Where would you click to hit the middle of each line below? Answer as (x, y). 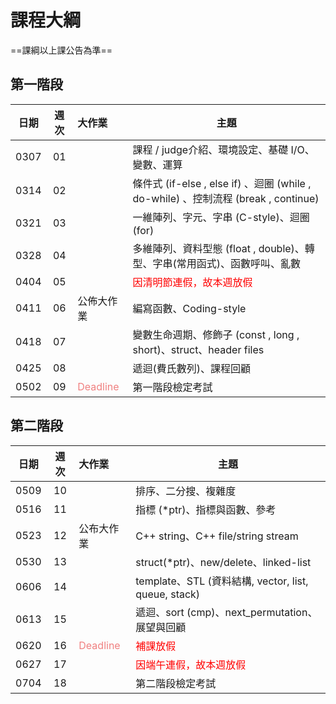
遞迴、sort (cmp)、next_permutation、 (226, 612)
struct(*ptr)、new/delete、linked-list (223, 562)
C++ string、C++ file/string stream (217, 536)
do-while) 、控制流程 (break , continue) (226, 198)
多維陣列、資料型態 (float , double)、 (218, 248)
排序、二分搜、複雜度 (186, 491)
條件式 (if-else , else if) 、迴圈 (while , (222, 183)
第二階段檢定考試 (176, 683)
